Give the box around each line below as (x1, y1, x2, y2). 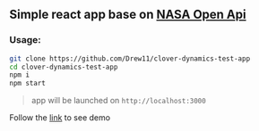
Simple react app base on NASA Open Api (9, 7, 246, 22)
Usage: (9, 34, 42, 46)
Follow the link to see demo (9, 112, 110, 123)
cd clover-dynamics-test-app (9, 62, 118, 71)
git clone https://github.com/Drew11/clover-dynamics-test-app (9, 53, 251, 63)
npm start (9, 79, 47, 88)
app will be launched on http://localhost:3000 (30, 95, 206, 106)
